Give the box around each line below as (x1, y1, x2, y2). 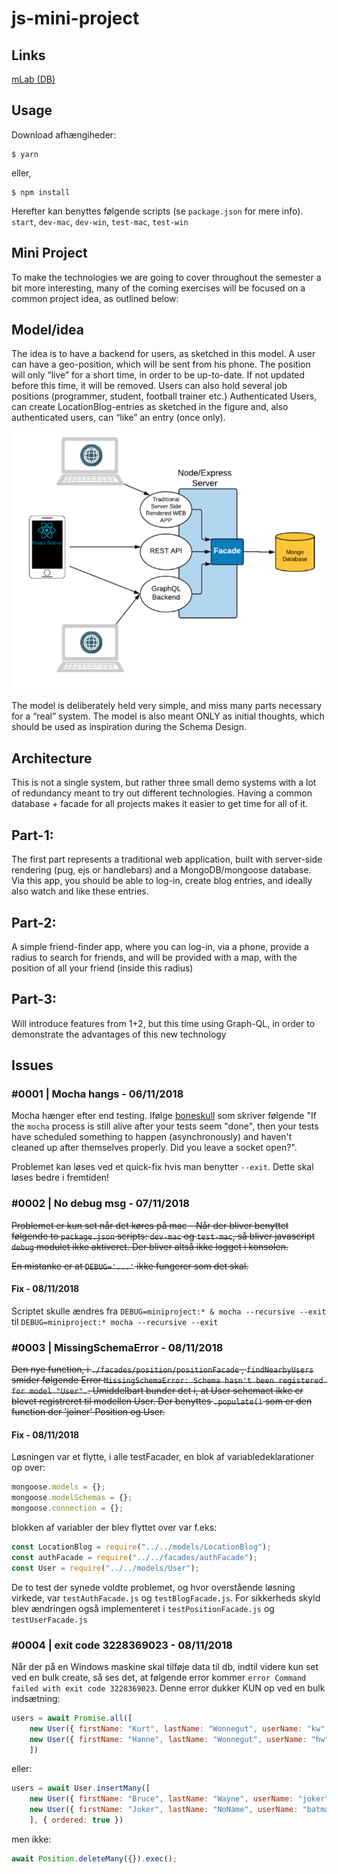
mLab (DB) (11, 73, 56, 85)
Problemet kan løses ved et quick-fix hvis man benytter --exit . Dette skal (11, 1161, 314, 1173)
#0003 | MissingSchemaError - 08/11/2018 (11, 1340, 224, 1354)
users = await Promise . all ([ (11, 1713, 133, 1723)
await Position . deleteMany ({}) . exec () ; (11, 1853, 178, 1864)
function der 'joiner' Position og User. (11, 1406, 166, 1418)
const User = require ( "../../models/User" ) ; (11, 1563, 200, 1573)
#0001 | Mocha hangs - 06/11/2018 (11, 1087, 184, 1101)
